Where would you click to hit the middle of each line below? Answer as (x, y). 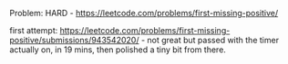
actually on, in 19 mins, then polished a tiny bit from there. (118, 50)
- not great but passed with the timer (210, 40)
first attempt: (34, 30)
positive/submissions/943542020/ (74, 40)
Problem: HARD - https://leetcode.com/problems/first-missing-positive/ (144, 13)
